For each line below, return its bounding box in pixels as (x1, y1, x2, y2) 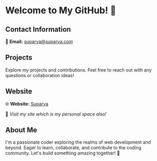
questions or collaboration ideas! (5, 72, 74, 78)
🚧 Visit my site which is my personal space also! (5, 111, 107, 117)
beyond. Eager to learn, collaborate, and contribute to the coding (5, 145, 142, 151)
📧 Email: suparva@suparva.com (5, 38, 73, 44)
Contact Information (5, 25, 71, 34)
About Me (5, 126, 37, 134)
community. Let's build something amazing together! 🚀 (5, 150, 120, 156)
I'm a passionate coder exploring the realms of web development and (5, 139, 151, 145)
